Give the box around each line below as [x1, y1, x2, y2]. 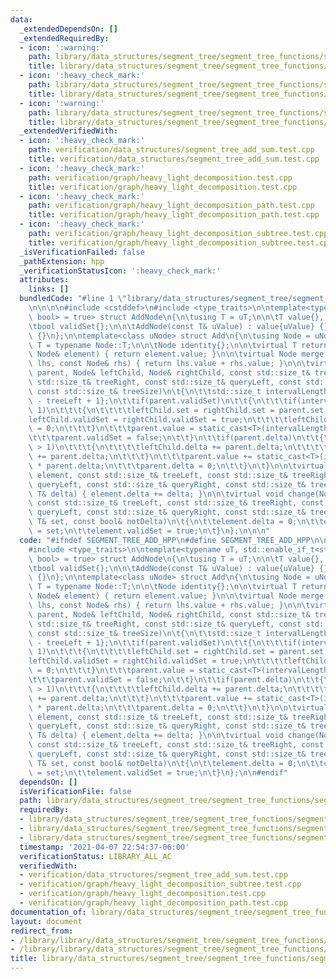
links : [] [28, 284, 70, 295]
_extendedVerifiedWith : [19, 126, 118, 136]
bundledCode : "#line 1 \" [19, 294, 128, 304]
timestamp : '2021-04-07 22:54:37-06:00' [19, 842, 190, 852]
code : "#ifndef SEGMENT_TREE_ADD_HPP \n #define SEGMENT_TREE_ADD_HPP [19, 535, 311, 545]
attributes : [19, 275, 70, 285]
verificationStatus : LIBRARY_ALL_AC [19, 851, 172, 861]
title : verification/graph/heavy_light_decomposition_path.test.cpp [28, 210, 320, 220]
